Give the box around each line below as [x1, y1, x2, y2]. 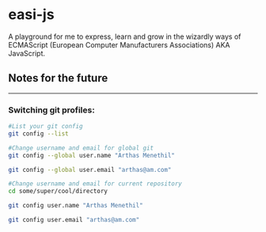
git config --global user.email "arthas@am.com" [8, 165, 172, 173]
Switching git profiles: [8, 105, 95, 116]
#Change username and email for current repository [8, 180, 182, 188]
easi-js [8, 6, 55, 24]
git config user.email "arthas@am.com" [8, 216, 140, 224]
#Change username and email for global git [8, 144, 154, 152]
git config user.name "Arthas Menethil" [8, 202, 144, 210]
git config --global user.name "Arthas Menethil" [8, 151, 176, 159]
